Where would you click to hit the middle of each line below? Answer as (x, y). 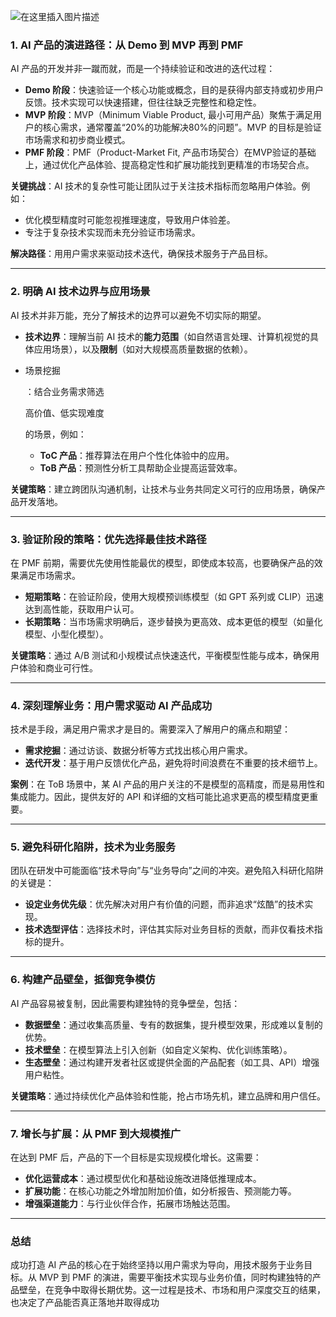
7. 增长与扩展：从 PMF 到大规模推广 (96, 1133)
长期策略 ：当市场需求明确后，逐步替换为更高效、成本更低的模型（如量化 (173, 621)
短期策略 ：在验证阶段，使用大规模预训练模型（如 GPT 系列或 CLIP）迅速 (174, 596)
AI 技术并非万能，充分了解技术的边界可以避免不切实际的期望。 (138, 315)
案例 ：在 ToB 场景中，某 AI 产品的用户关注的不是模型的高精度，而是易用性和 (167, 784)
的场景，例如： (55, 434)
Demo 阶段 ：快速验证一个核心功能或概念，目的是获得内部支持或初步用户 (174, 90)
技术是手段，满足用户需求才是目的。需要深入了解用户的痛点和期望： (150, 729)
